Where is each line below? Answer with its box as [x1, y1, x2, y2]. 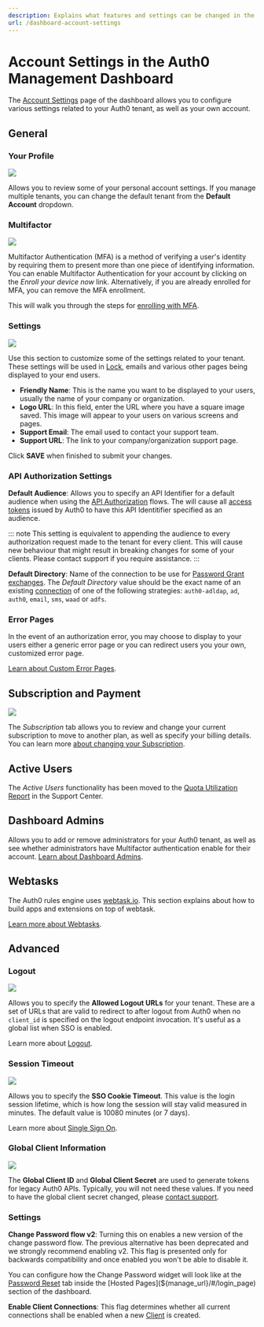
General [8, 127, 49, 140]
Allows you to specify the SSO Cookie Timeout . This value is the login [8, 1091, 236, 1100]
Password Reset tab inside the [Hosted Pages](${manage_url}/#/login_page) [8, 1278, 257, 1288]
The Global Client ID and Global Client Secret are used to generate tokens [8, 1175, 250, 1184]
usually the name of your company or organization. [19, 393, 185, 403]
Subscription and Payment [8, 686, 141, 700]
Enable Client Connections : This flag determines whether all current [8, 1302, 230, 1312]
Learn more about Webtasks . [8, 919, 102, 928]
